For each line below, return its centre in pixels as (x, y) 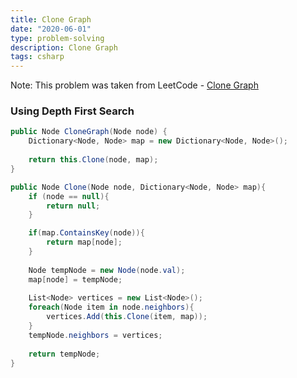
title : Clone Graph (51, 19)
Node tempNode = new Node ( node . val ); (107, 270)
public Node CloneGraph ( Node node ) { (89, 132)
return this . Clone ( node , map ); (93, 160)
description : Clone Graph (64, 47)
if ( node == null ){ (69, 196)
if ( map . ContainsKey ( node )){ (86, 233)
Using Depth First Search (72, 111)
